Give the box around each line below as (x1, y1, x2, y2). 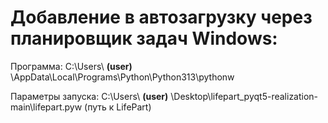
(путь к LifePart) (84, 101, 152, 113)
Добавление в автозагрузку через (10, 6, 313, 29)
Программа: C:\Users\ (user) (10, 60, 133, 72)
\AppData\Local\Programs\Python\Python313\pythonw (10, 71, 235, 83)
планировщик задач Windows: (10, 27, 278, 50)
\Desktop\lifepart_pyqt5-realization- (170, 90, 319, 102)
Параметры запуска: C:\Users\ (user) (10, 90, 169, 102)
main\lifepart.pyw (10, 101, 83, 113)
